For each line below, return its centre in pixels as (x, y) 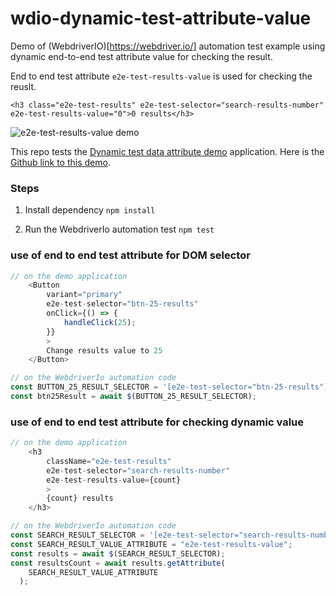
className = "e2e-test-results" (109, 461)
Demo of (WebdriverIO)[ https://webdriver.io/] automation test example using (168, 46)
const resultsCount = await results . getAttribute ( (118, 563)
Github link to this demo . (60, 162)
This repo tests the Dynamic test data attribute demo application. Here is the (167, 151)
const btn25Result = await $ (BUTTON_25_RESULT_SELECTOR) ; (133, 397)
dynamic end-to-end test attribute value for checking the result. (141, 56)
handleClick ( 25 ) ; (100, 322)
